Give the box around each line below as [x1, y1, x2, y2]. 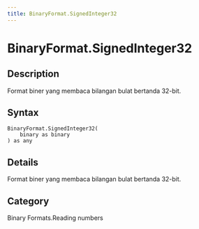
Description [7, 68, 59, 80]
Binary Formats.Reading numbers [7, 214, 103, 222]
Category [7, 195, 50, 207]
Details [7, 156, 38, 168]
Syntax [7, 107, 39, 119]
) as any [7, 138, 33, 145]
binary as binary [20, 131, 71, 138]
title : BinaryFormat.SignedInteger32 [7, 10, 117, 17]
